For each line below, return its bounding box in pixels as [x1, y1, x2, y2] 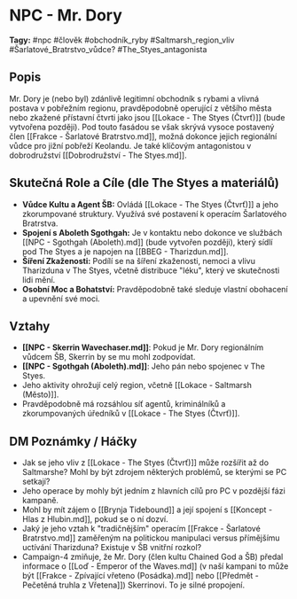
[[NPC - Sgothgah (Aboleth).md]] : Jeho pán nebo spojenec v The [21, 361, 266, 372]
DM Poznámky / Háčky [9, 433, 137, 448]
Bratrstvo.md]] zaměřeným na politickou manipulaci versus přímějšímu [21, 533, 281, 543]
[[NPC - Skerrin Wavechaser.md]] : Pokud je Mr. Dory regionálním [21, 342, 264, 353]
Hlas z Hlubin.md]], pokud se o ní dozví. [21, 514, 168, 525]
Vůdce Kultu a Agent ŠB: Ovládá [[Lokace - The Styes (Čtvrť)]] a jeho [21, 198, 279, 209]
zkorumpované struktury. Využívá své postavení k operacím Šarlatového [21, 208, 287, 219]
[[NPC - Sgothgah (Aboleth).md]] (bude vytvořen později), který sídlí [21, 237, 273, 247]
